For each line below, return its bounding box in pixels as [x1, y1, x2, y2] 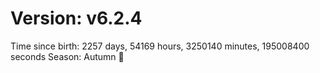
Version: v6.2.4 [10, 7, 143, 30]
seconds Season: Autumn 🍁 [10, 50, 125, 62]
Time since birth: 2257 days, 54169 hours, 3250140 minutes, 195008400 [10, 40, 310, 52]
